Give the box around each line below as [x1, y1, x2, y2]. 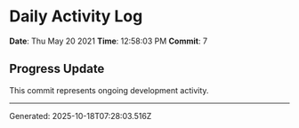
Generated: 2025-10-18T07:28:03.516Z [9, 110, 152, 121]
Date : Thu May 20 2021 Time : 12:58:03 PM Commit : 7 [9, 36, 207, 46]
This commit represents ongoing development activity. [9, 84, 209, 95]
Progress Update [9, 61, 105, 76]
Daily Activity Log [9, 6, 143, 27]
